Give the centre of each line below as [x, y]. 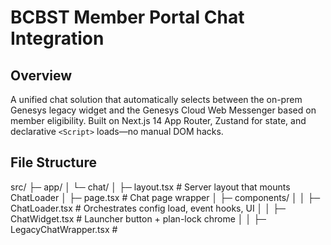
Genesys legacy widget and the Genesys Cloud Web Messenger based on [163, 110]
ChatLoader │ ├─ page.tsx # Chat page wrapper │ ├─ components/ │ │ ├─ [165, 197]
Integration [57, 38]
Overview [41, 75]
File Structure [53, 162]
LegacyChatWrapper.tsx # [64, 229]
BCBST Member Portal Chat [127, 17]
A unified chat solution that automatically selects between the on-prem [156, 99]
